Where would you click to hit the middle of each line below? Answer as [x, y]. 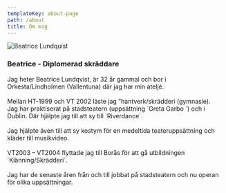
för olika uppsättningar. [40, 182]
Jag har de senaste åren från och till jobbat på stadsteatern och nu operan [113, 174]
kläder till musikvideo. [38, 138]
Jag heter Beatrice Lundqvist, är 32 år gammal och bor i [87, 79]
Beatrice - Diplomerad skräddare [63, 64]
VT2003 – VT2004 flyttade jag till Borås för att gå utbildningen [96, 152]
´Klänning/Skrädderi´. [37, 160]
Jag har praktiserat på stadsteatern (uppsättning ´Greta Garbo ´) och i [106, 109]
